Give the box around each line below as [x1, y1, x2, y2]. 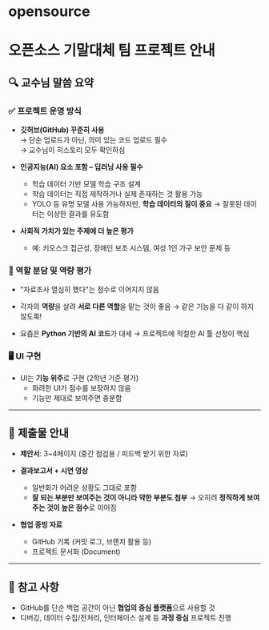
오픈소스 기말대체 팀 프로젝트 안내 [8, 42, 215, 60]
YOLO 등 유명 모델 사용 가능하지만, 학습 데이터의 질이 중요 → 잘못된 [31, 199, 243, 209]
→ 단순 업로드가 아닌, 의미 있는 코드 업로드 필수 [19, 135, 168, 145]
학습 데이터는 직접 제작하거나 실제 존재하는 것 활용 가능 [31, 189, 203, 199]
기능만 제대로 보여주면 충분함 [31, 393, 122, 403]
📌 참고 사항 [8, 580, 60, 594]
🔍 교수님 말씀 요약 [8, 75, 94, 90]
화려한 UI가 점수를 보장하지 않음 [31, 383, 131, 392]
